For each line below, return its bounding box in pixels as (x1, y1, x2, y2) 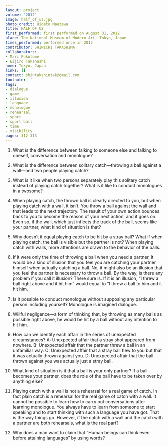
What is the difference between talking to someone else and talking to (12, 147, 157, 153)
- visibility (5, 128, 33, 133)
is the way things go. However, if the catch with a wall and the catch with (12, 415, 163, 421)
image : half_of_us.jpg (5, 17, 53, 22)
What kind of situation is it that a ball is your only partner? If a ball (12, 368, 148, 374)
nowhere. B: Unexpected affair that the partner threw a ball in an (12, 342, 145, 348)
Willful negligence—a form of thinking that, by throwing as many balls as (12, 311, 162, 317)
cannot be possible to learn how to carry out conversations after (12, 399, 145, 405)
